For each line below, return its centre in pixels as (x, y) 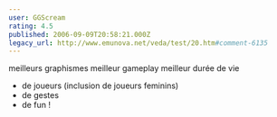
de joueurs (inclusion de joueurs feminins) (100, 85)
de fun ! (36, 105)
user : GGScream (37, 18)
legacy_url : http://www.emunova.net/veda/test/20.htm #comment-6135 (138, 43)
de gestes (40, 95)
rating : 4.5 (31, 26)
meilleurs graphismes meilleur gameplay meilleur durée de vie (124, 68)
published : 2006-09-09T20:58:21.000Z (80, 34)
